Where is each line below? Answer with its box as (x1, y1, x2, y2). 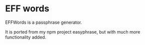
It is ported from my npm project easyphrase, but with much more (5, 29, 141, 35)
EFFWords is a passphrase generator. (5, 19, 82, 25)
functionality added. (5, 34, 46, 40)
